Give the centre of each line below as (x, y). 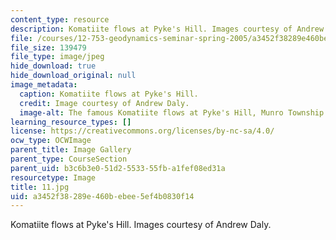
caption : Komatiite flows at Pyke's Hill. (109, 94)
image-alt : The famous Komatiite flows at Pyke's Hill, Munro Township (172, 112)
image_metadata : (44, 85)
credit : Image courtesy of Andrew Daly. (104, 103)
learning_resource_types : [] (71, 122)
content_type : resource (60, 19)
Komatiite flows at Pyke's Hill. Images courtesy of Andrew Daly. (141, 225)
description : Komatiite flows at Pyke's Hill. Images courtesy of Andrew (167, 29)
